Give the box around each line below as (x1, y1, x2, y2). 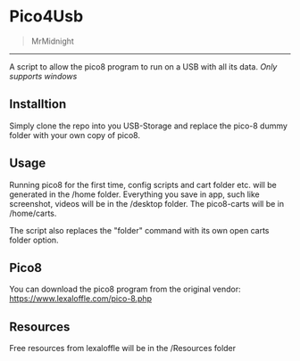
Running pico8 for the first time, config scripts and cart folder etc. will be (9, 179, 277, 190)
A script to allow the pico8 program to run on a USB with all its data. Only (9, 61, 278, 72)
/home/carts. (9, 208, 57, 218)
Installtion (9, 96, 67, 112)
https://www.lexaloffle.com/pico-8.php (9, 293, 153, 304)
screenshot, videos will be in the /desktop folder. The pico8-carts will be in (9, 198, 285, 209)
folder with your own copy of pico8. (9, 129, 141, 140)
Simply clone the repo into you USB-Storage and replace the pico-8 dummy (9, 120, 288, 131)
